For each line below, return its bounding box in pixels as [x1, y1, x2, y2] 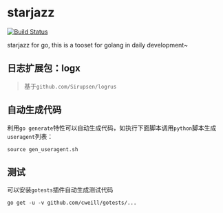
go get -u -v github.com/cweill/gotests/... [7, 199, 137, 207]
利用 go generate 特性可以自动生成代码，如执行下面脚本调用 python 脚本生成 [7, 124, 217, 132]
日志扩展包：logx [7, 63, 81, 74]
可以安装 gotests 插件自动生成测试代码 [7, 186, 114, 194]
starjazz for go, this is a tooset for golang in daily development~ [7, 41, 188, 49]
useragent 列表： [7, 132, 54, 140]
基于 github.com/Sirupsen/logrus [23, 82, 117, 90]
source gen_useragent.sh [7, 146, 78, 153]
